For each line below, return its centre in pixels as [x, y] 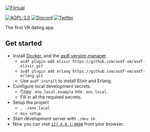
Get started [24, 43]
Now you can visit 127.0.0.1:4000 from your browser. [68, 124]
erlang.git [32, 76]
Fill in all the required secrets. [51, 97]
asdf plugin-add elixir [45, 61]
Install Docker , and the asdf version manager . [60, 55]
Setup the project [31, 102]
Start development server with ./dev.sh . [55, 118]
